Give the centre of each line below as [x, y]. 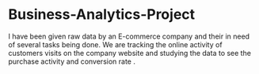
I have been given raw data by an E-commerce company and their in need [129, 36]
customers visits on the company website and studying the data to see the [130, 53]
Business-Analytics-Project [102, 15]
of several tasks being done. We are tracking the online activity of [116, 44]
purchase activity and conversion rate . [72, 61]
